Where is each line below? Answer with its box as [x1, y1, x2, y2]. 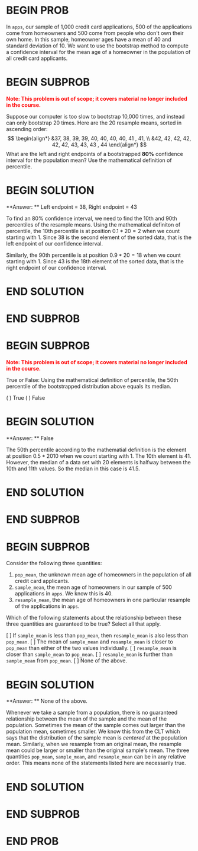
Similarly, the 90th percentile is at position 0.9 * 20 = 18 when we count [6, 251, 181, 259]
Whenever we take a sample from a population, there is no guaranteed [6, 709, 178, 716]
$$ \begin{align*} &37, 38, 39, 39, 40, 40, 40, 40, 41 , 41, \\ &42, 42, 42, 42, [7, 135, 191, 142]
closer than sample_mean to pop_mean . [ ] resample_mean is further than [6, 651, 173, 658]
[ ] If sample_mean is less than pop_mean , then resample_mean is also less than [6, 632, 189, 639]
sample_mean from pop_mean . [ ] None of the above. [6, 657, 127, 664]
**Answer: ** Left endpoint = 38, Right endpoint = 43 [6, 203, 137, 211]
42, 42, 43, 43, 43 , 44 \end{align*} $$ [52, 141, 147, 148]
